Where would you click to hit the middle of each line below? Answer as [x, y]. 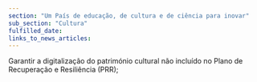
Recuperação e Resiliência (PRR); [63, 70]
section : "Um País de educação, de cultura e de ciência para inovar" [129, 16]
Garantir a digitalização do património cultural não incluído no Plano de [126, 61]
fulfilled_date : [35, 31]
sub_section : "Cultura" [48, 23]
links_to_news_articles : [50, 38]
